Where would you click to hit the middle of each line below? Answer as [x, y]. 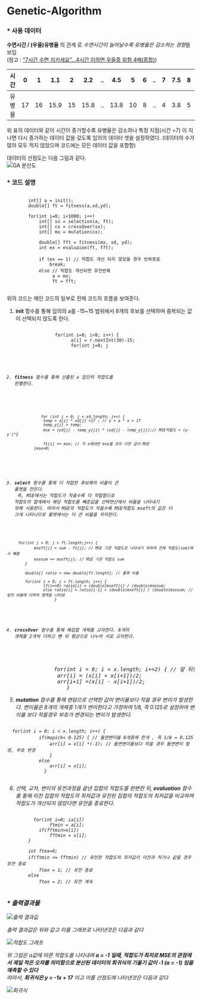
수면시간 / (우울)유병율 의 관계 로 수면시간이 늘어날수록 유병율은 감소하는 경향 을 [99, 45]
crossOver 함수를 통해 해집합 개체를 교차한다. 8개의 [72, 630]
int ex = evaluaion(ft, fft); [76, 247]
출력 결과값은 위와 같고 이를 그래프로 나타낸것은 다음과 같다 [75, 930]
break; [58, 264]
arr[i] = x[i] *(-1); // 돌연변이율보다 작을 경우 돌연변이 [116, 744]
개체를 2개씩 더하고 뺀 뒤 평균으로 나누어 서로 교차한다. [75, 636]
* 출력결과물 [24, 903]
